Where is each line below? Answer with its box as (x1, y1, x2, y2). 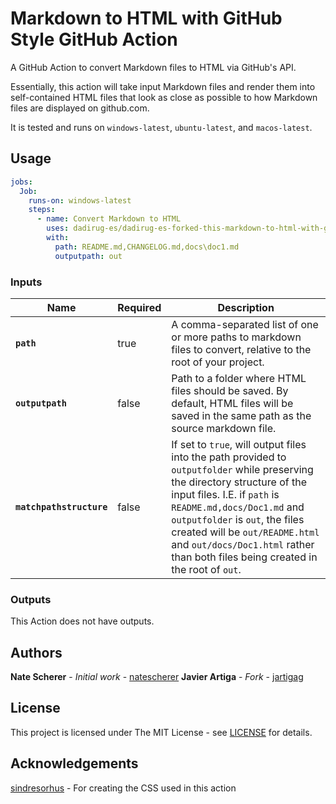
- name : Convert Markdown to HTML (36, 214, 182, 224)
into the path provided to (171, 450, 287, 464)
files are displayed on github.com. (10, 102, 150, 114)
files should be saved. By (171, 383, 289, 397)
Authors (10, 644, 63, 661)
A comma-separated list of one (171, 317, 319, 331)
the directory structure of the (171, 475, 307, 489)
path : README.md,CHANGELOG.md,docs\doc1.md (54, 242, 240, 252)
